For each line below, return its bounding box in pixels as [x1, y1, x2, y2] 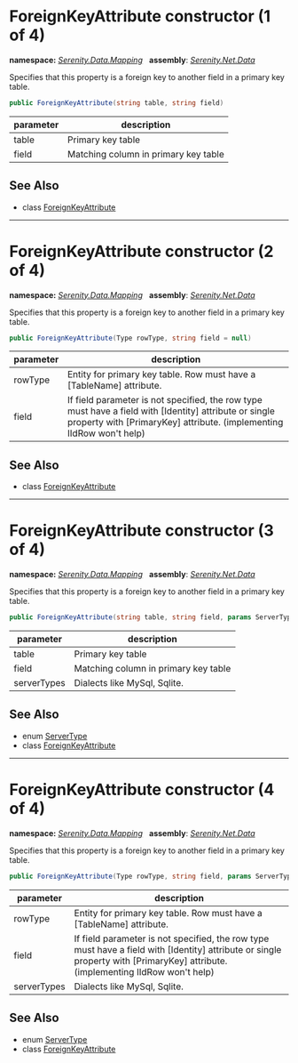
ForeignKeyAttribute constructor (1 [9, 6, 271, 27]
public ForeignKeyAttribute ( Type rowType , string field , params [9, 872, 252, 881]
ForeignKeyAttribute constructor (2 [9, 241, 274, 262]
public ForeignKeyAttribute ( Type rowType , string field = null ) [9, 334, 252, 342]
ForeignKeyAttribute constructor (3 [9, 520, 275, 541]
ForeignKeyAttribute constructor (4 [9, 780, 275, 800]
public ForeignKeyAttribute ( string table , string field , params [9, 613, 252, 622]
